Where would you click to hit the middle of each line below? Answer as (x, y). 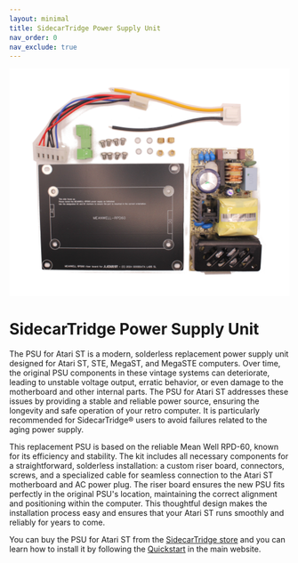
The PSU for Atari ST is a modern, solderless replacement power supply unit (149, 354)
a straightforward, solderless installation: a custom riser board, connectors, (147, 465)
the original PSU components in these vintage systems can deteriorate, (140, 373)
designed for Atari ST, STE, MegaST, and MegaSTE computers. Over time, (145, 363)
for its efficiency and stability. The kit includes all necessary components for (149, 456)
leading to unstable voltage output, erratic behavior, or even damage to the (146, 382)
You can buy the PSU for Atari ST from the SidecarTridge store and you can (148, 539)
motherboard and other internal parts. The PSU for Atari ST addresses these (149, 391)
